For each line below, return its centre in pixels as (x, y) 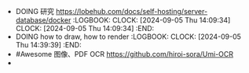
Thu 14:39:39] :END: (48, 45)
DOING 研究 (35, 11)
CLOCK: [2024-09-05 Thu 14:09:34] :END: (85, 28)
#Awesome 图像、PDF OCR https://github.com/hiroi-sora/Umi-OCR (124, 54)
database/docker (43, 20)
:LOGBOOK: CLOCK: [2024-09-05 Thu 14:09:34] (152, 20)
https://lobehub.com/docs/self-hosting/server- (132, 11)
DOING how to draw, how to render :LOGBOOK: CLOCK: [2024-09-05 (128, 36)
